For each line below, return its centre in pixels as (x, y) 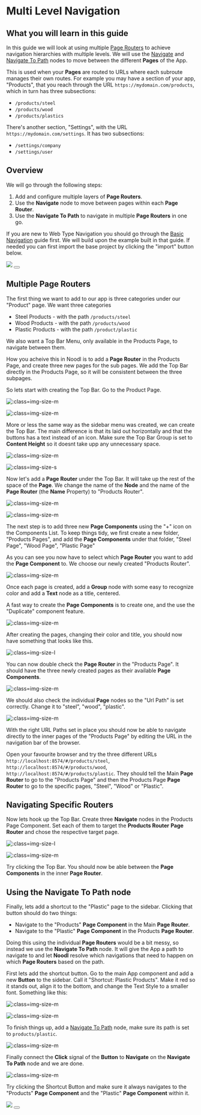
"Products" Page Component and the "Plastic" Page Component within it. (98, 1093)
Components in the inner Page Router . (55, 873)
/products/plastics (39, 116)
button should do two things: (42, 913)
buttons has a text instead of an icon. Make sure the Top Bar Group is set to (100, 437)
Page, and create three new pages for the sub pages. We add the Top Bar (97, 365)
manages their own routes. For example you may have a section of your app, (101, 78)
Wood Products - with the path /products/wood (72, 323)
